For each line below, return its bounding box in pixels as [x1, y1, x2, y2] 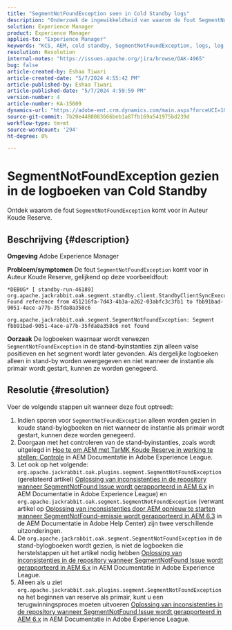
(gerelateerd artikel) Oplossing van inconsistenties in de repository [17, 475, 207, 483]
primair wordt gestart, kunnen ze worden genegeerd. [7, 365, 158, 372]
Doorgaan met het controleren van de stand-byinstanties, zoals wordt [17, 438, 215, 446]
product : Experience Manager [7, 29, 91, 37]
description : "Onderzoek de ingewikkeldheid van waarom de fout [7, 17, 196, 24]
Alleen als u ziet [17, 578, 63, 586]
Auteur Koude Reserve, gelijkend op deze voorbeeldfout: [7, 273, 169, 281]
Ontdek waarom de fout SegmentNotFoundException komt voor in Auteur [7, 206, 209, 215]
